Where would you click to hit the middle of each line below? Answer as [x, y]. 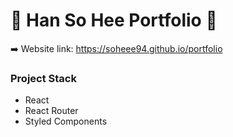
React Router [51, 111]
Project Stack [43, 78]
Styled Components [66, 121]
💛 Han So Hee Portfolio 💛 [114, 20]
